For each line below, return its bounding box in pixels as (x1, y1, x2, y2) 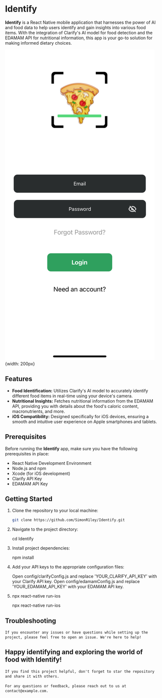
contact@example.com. (5, 688, 49, 693)
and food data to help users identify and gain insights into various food (5, 24, 146, 30)
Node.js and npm (12, 465, 46, 471)
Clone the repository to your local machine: (12, 508, 98, 514)
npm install (12, 554, 34, 561)
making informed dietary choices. (5, 40, 72, 46)
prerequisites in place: (5, 451, 49, 456)
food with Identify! (5, 656, 62, 664)
